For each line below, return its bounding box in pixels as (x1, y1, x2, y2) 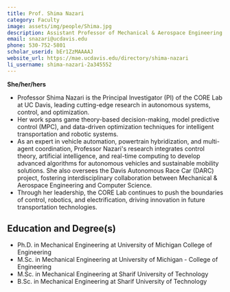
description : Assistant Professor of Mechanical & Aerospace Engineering (7, 29, 223, 36)
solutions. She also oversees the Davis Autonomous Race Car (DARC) (16, 166, 214, 175)
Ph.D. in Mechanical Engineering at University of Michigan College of (16, 241, 213, 249)
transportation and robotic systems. (16, 130, 119, 138)
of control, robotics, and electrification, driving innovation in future (16, 195, 205, 203)
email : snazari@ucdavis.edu (7, 36, 88, 43)
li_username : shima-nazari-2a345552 (7, 61, 112, 68)
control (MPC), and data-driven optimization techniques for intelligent (16, 122, 214, 131)
